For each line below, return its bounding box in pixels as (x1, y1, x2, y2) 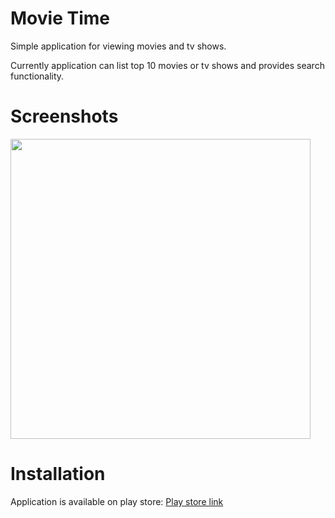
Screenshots (10, 105, 119, 128)
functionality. (10, 70, 65, 82)
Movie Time (10, 7, 110, 30)
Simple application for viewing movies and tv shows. (10, 40, 227, 52)
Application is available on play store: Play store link (10, 495, 224, 507)
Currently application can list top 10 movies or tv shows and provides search (10, 59, 325, 71)
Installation (10, 463, 106, 486)
